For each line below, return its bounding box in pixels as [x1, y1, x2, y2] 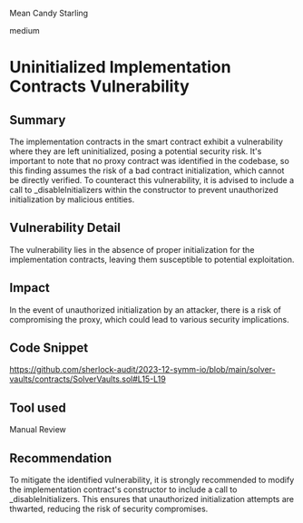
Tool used [9, 400, 66, 415]
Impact [9, 280, 50, 295]
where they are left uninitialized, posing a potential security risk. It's [9, 146, 262, 157]
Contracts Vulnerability [9, 76, 191, 97]
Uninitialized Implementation [9, 57, 231, 78]
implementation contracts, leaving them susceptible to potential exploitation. [9, 254, 295, 265]
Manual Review [9, 424, 66, 435]
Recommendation [9, 450, 112, 466]
